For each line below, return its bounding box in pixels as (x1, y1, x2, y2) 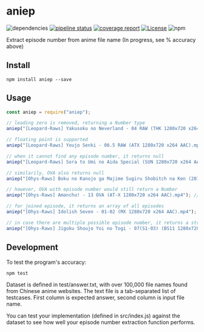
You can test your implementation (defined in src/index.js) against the (6, 312, 180, 319)
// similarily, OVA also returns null (6, 170, 104, 176)
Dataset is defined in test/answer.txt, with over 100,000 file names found (6, 281, 188, 288)
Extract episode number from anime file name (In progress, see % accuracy (6, 36, 196, 43)
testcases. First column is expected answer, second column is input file (6, 294, 185, 301)
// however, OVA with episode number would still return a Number (6, 187, 178, 193)
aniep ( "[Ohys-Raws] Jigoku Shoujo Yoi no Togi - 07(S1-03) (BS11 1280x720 (6, 225, 200, 232)
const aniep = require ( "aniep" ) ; (6, 109, 91, 115)
